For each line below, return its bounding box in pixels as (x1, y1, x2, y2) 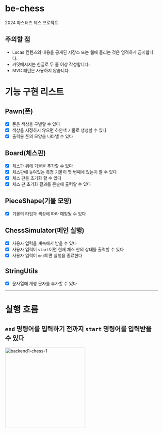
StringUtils (5, 267, 38, 276)
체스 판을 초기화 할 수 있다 (12, 175, 62, 181)
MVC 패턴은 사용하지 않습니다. (12, 67, 70, 73)
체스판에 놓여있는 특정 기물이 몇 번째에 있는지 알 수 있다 (12, 169, 117, 175)
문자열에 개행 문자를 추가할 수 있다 (12, 280, 77, 286)
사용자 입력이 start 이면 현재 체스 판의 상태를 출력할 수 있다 (12, 246, 124, 252)
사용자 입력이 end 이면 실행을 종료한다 (12, 252, 82, 258)
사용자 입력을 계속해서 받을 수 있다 (12, 240, 77, 246)
